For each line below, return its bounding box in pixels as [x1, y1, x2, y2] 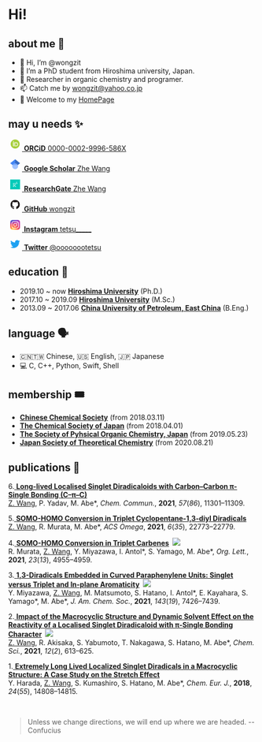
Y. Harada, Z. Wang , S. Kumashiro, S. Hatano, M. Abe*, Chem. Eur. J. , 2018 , [8, 678, 253, 688]
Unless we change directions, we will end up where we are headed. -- [27, 718, 255, 727]
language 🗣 [8, 327, 69, 341]
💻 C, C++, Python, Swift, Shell [19, 361, 120, 371]
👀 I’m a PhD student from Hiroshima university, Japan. [19, 66, 195, 76]
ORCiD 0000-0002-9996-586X [23, 144, 127, 153]
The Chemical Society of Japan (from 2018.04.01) [19, 421, 183, 431]
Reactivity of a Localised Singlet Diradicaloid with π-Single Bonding [8, 621, 234, 630]
